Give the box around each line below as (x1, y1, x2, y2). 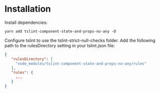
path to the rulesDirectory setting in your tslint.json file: (4, 42, 115, 48)
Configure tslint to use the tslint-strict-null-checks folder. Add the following (4, 37, 156, 43)
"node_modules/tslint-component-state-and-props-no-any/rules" (15, 61, 147, 66)
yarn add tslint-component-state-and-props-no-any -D (4, 29, 117, 34)
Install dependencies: (4, 19, 48, 25)
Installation (4, 3, 51, 15)
